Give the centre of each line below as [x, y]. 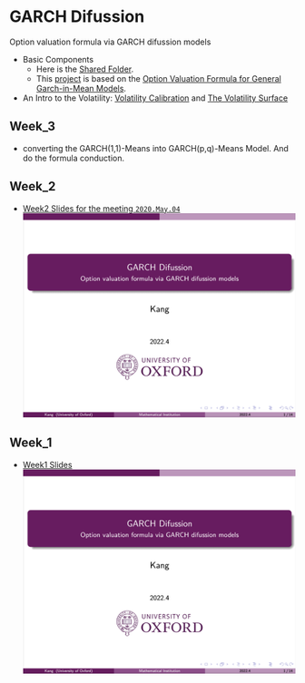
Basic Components [58, 59]
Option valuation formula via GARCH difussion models [110, 42]
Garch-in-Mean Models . [81, 88]
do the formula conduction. [74, 158]
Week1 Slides [47, 464]
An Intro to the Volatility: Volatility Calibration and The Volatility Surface [155, 98]
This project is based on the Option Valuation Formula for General [158, 78]
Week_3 [33, 127]
